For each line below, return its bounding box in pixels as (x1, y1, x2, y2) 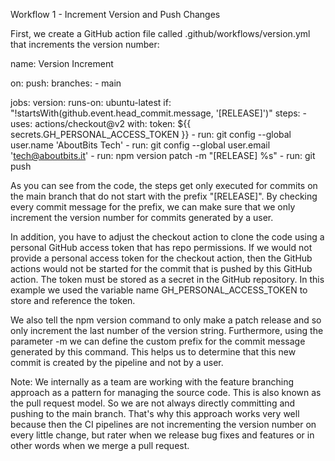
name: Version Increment (10, 58, 114, 69)
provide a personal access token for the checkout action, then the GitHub (10, 252, 313, 264)
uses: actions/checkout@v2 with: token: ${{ (10, 118, 192, 129)
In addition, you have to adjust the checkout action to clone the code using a (10, 231, 325, 243)
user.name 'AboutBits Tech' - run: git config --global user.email (10, 139, 271, 151)
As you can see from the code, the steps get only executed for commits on (10, 180, 318, 191)
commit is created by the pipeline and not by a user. (10, 357, 224, 368)
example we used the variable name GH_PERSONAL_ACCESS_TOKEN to (10, 284, 308, 296)
